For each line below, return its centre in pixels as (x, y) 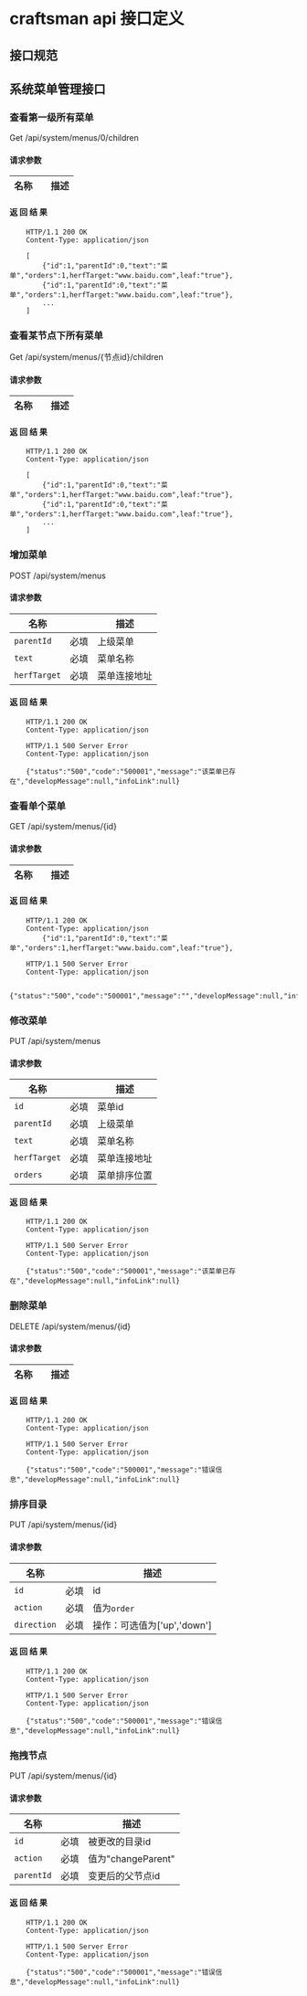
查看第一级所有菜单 (52, 117)
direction (35, 1624)
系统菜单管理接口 (58, 89)
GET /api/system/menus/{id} (63, 827)
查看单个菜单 (38, 806)
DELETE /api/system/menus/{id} (70, 1326)
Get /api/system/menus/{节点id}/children (87, 356)
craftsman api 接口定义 (97, 19)
